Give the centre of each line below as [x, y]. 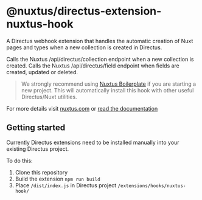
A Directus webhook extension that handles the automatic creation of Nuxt [100, 41]
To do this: [19, 160]
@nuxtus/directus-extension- [84, 11]
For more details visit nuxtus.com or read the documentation [82, 108]
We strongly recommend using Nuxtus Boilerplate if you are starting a [109, 84]
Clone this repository [41, 172]
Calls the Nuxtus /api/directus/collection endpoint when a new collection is [100, 59]
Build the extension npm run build [57, 179]
